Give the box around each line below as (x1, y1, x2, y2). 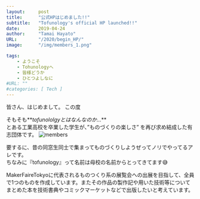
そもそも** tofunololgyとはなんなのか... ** (6, 116, 107, 123)
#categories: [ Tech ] (6, 86, 63, 93)
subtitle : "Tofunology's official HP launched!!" (6, 20, 137, 26)
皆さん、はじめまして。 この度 (6, 103, 81, 111)
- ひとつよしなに (17, 75, 54, 81)
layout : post (6, 8, 50, 15)
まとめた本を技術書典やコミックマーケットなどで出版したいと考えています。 (6, 186, 194, 193)
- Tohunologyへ (17, 64, 54, 70)
